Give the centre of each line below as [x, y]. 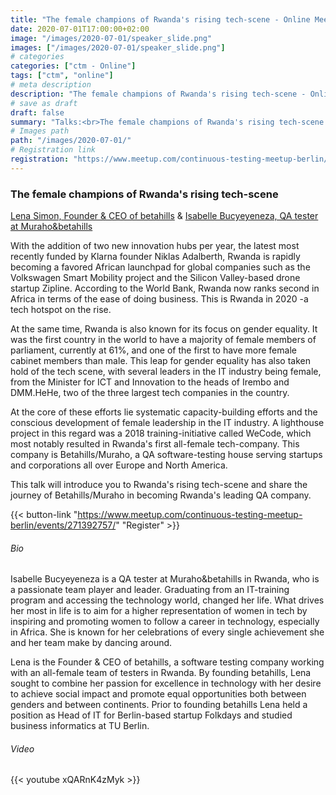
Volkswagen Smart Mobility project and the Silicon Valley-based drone [155, 278]
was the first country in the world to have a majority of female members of [163, 340]
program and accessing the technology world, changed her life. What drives [167, 600]
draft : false [37, 112]
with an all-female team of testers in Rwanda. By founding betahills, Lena [161, 673]
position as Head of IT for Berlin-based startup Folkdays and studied [151, 715]
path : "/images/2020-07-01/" [71, 141]
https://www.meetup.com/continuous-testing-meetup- [190, 515]
